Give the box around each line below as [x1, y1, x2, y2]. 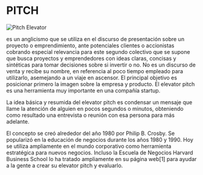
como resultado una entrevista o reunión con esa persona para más [6, 111, 175, 119]
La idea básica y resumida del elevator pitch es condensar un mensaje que [6, 98, 193, 106]
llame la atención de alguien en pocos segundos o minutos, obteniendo [6, 105, 184, 112]
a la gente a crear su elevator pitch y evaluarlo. [6, 162, 123, 169]
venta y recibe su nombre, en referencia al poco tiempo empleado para [6, 67, 183, 74]
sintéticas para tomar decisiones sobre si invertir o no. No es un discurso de [6, 61, 196, 68]
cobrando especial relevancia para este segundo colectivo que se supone [6, 48, 190, 55]
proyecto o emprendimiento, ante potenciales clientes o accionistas [6, 42, 175, 49]
